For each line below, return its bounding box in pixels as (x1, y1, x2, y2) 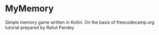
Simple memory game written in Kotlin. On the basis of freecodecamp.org (5, 19, 155, 25)
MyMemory (5, 3, 54, 14)
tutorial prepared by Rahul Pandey (5, 24, 74, 30)
